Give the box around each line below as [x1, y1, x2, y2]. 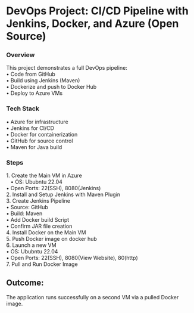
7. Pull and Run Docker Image [6, 261, 79, 268]
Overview [6, 51, 35, 59]
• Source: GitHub [6, 204, 49, 211]
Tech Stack [6, 104, 40, 113]
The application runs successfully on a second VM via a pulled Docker [6, 293, 179, 300]
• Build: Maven [6, 210, 43, 217]
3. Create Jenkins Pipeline [6, 197, 70, 204]
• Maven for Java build [6, 143, 62, 150]
